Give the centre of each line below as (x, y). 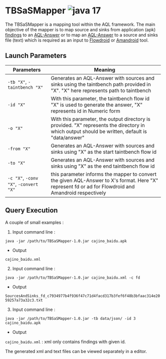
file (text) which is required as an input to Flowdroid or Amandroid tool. (77, 40)
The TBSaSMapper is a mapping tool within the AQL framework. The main (80, 24)
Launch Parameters (36, 56)
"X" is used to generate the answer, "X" (97, 105)
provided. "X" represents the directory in (98, 125)
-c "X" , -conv (23, 178)
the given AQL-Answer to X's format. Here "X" (104, 180)
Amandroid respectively (78, 192)
